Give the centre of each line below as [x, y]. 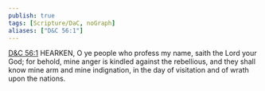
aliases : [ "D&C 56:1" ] [46, 30]
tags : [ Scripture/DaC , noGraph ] [62, 23]
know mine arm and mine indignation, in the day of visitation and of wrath [129, 70]
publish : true [32, 16]
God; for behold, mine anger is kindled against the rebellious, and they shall [132, 61]
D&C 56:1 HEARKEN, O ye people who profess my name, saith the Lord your [132, 53]
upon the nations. [37, 79]
